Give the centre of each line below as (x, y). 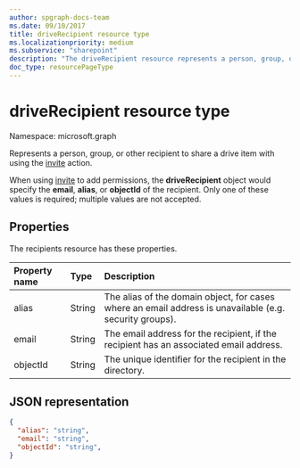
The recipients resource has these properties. (93, 248)
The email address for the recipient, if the (190, 333)
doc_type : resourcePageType (62, 68)
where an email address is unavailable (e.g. (195, 308)
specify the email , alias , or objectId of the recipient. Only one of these (139, 189)
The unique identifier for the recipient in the (195, 359)
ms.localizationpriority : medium (71, 42)
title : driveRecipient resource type (79, 34)
